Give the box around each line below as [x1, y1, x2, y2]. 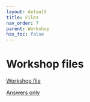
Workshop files [6, 57, 84, 71]
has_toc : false [6, 31, 44, 37]
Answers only [6, 89, 40, 97]
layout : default [6, 8, 47, 15]
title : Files [6, 14, 39, 21]
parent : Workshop [6, 25, 50, 32]
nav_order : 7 [6, 20, 39, 26]
